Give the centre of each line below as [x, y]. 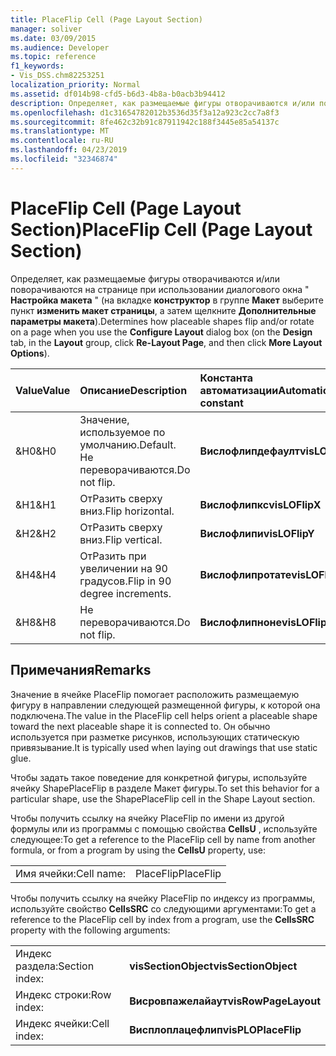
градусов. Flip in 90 [125, 581]
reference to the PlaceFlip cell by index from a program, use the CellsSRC [162, 919]
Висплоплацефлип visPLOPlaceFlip [215, 1029]
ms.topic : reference [53, 57]
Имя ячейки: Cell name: [71, 873]
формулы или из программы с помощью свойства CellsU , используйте [164, 828]
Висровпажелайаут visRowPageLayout [225, 1001]
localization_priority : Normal [75, 85]
